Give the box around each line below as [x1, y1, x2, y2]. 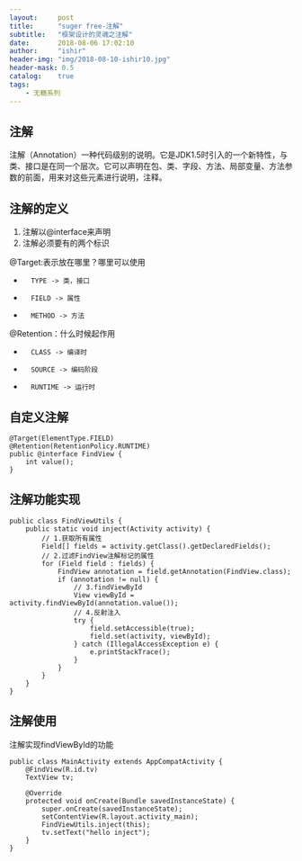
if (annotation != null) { [57, 575, 159, 584]
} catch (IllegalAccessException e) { [73, 640, 219, 649]
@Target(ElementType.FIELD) [9, 434, 115, 443]
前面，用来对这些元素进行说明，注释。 [24, 172, 167, 183]
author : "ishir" [9, 47, 87, 56]
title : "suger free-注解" [9, 22, 124, 31]
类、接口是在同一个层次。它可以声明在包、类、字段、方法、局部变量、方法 [9, 161, 285, 172]
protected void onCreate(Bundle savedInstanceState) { [25, 796, 235, 805]
